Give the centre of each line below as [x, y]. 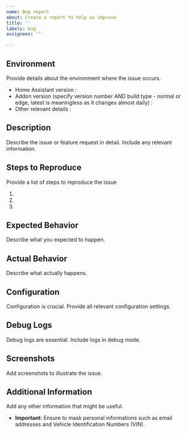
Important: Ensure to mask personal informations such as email [93, 418]
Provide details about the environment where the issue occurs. [84, 78]
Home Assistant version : [46, 89]
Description [28, 128]
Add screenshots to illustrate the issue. [55, 373]
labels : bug [21, 29]
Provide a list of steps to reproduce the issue [61, 182]
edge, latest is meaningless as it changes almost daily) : [84, 102]
